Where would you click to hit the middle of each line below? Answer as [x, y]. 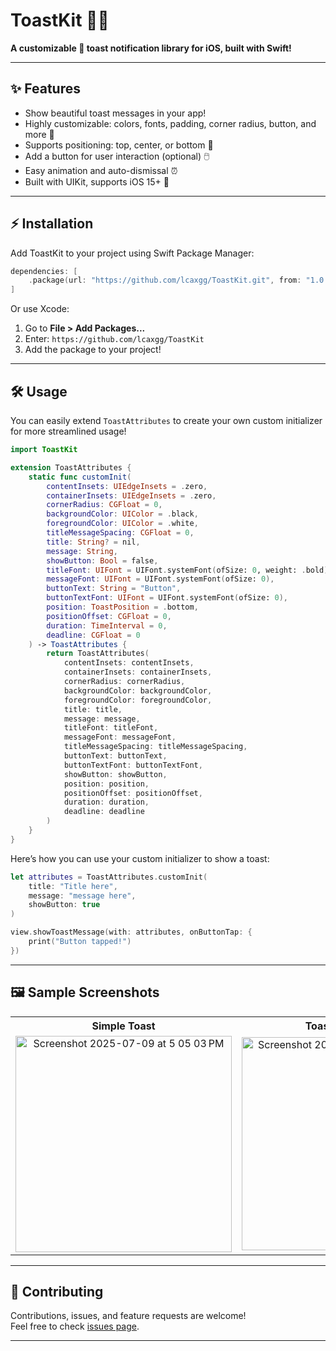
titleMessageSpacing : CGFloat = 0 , [120, 533]
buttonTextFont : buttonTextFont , [133, 765]
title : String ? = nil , [93, 542]
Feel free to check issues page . [75, 1326]
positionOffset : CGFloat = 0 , [109, 616]
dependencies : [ [44, 271]
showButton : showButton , [115, 774]
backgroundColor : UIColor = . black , [122, 514]
